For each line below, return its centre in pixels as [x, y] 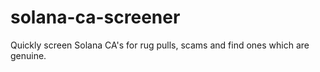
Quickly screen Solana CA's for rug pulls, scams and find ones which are [160, 45]
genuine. [28, 55]
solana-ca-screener [95, 17]
